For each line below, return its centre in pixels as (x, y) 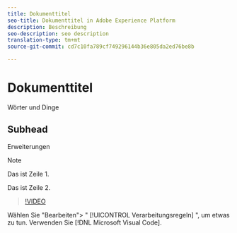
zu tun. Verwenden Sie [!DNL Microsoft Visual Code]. (85, 222)
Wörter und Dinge (33, 107)
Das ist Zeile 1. (28, 174)
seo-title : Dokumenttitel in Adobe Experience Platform (91, 20)
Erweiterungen (29, 146)
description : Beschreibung (47, 27)
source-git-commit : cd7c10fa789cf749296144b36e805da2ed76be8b (101, 47)
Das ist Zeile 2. (29, 187)
